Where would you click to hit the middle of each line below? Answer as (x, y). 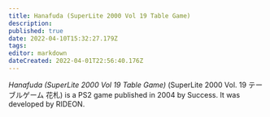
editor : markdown (38, 53)
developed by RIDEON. (47, 104)
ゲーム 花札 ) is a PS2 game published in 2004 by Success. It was (131, 94)
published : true (36, 31)
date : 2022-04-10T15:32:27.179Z (63, 38)
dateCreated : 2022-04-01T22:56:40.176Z (76, 61)
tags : (17, 46)
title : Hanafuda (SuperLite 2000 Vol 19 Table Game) (100, 16)
